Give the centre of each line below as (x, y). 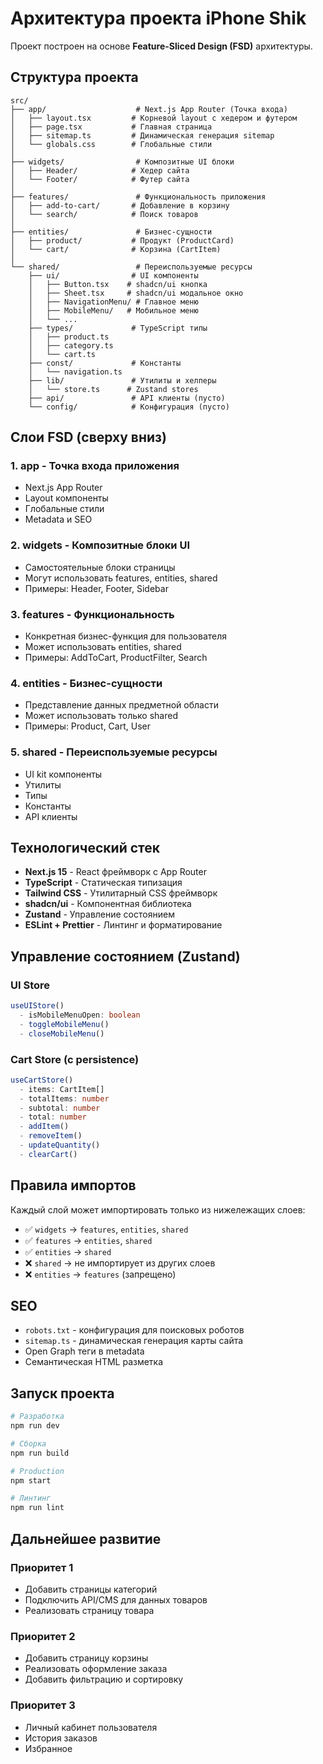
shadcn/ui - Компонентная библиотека (108, 904)
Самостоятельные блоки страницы (100, 567)
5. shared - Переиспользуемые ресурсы (114, 752)
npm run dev (35, 1426)
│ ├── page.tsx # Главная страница (111, 127)
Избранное (48, 1748)
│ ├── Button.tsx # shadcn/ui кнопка (118, 284)
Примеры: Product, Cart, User (87, 726)
